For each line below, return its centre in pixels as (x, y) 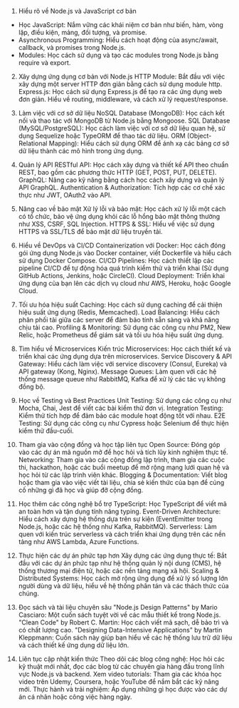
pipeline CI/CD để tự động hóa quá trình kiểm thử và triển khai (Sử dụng (123, 268)
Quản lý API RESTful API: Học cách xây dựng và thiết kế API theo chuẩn (123, 165)
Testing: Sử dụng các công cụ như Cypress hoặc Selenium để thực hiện (124, 423)
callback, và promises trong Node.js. (72, 47)
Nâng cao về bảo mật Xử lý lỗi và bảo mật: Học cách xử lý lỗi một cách (122, 209)
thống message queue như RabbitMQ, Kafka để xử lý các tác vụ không (122, 379)
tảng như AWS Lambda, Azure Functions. (79, 542)
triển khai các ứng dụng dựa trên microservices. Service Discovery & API (125, 356)
